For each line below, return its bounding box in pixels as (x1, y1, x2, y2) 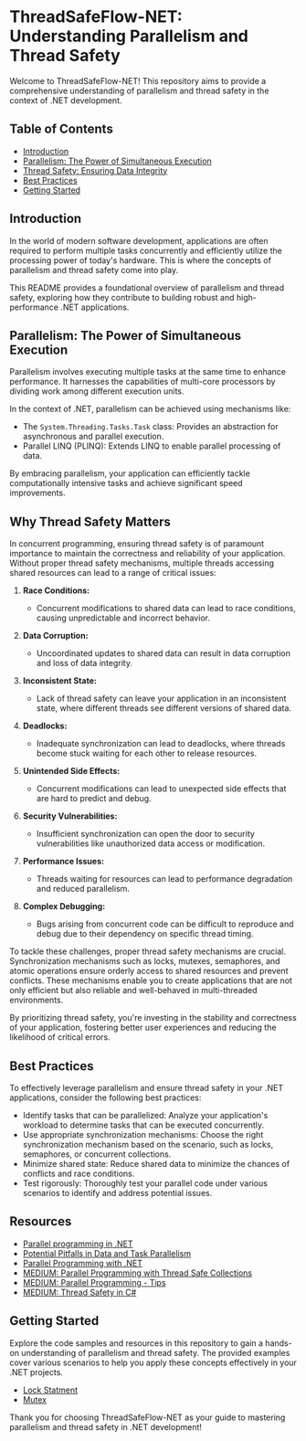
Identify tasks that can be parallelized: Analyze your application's (22, 1110, 269, 1120)
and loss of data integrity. (36, 658, 132, 669)
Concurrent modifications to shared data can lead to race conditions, (36, 603, 297, 614)
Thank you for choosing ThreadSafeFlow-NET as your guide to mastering (9, 1412, 286, 1423)
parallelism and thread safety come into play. (9, 264, 179, 275)
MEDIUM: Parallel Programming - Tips (22, 1277, 166, 1287)
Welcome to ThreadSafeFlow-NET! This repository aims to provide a (9, 75, 267, 86)
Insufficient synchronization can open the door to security (36, 829, 256, 840)
